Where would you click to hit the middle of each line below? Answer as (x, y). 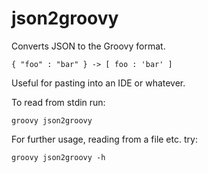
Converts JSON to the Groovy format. (88, 46)
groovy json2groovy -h (58, 157)
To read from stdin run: (58, 102)
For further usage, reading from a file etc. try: (104, 139)
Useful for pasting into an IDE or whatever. (98, 83)
